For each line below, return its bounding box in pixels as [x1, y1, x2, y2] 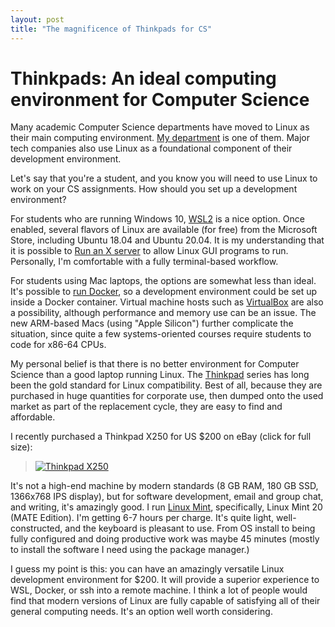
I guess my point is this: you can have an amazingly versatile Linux [10, 563, 285, 575]
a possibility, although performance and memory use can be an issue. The [10, 307, 317, 319]
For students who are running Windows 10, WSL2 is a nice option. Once [10, 213, 305, 225]
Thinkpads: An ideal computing [10, 67, 277, 90]
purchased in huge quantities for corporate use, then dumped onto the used [10, 390, 324, 402]
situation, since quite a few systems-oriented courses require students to [10, 328, 312, 340]
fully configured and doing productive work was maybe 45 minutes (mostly [10, 533, 320, 545]
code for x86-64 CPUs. [10, 339, 107, 351]
